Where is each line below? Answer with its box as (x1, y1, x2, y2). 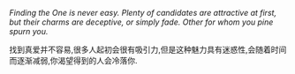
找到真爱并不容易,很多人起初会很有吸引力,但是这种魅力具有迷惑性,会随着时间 (9, 44, 287, 55)
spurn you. (9, 26, 49, 36)
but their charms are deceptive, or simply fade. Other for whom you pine (9, 17, 274, 27)
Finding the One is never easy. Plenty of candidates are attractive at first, (9, 8, 276, 18)
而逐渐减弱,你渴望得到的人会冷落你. (9, 55, 139, 65)
